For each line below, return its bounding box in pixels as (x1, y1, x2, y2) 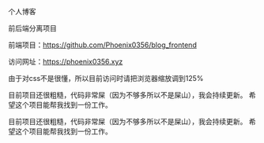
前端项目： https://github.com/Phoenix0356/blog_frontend (8, 40, 198, 49)
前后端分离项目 (8, 24, 57, 33)
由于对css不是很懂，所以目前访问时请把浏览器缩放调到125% (8, 74, 204, 82)
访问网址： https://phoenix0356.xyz (8, 57, 123, 66)
